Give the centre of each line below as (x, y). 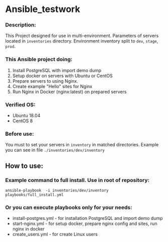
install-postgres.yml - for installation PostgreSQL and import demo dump (88, 218)
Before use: (20, 134)
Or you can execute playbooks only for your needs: (69, 207)
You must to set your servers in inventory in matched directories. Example (82, 145)
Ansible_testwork (43, 9)
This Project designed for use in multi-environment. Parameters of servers (82, 36)
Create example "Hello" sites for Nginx (52, 86)
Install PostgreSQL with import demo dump (57, 70)
